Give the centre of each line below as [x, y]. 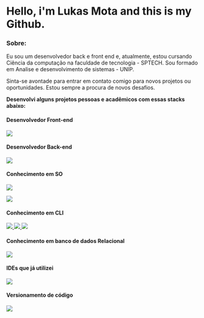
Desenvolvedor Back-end [39, 147]
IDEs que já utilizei [30, 268]
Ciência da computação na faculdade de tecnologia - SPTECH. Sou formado [102, 63]
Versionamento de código [40, 295]
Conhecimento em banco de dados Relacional [65, 241]
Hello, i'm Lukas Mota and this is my [99, 11]
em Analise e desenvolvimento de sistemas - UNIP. [70, 69]
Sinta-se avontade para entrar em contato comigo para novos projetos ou [99, 81]
